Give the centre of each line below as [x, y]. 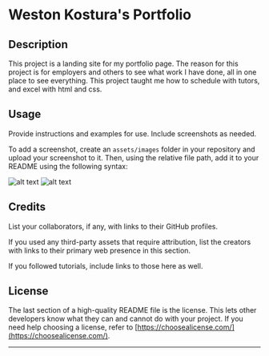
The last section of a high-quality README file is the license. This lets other [132, 310]
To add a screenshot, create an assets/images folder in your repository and [132, 149]
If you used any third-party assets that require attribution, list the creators [130, 241]
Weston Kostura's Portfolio [100, 15]
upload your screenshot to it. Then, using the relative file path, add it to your [134, 157]
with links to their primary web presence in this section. [99, 250]
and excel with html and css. [55, 89]
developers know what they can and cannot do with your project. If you [126, 319]
